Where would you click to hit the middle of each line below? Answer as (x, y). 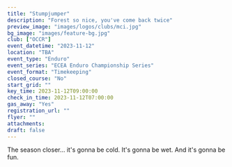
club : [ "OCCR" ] (29, 40)
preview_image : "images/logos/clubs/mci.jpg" (74, 26)
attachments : (26, 124)
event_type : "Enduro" (39, 59)
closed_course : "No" (37, 78)
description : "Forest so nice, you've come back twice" (90, 20)
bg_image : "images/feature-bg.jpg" (59, 33)
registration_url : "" (39, 111)
